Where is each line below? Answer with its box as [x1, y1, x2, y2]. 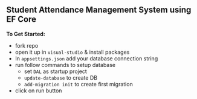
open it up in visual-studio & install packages [15, 48, 130, 56]
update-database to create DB [24, 74, 98, 81]
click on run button [15, 87, 62, 94]
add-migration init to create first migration [24, 80, 133, 88]
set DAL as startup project [24, 68, 88, 75]
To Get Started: [6, 30, 45, 37]
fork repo [15, 42, 39, 49]
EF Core [6, 14, 37, 25]
